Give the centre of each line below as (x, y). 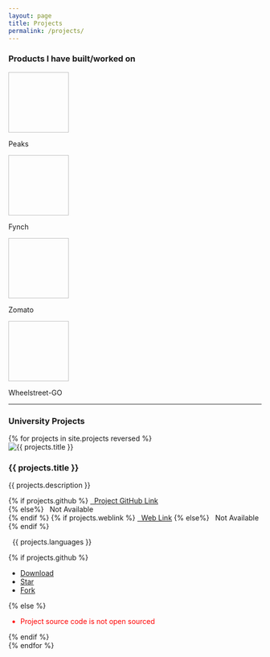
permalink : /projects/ (46, 31)
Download (37, 573)
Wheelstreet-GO (35, 392)
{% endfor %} (31, 646)
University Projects (47, 421)
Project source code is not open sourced (87, 622)
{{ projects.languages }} (52, 542)
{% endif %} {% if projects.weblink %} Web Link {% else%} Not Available (134, 518)
